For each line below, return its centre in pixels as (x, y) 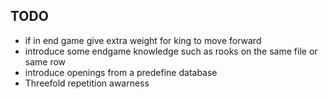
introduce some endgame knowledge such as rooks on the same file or (171, 51)
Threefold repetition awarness (87, 83)
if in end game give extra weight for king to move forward (143, 40)
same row (45, 61)
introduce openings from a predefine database (121, 72)
